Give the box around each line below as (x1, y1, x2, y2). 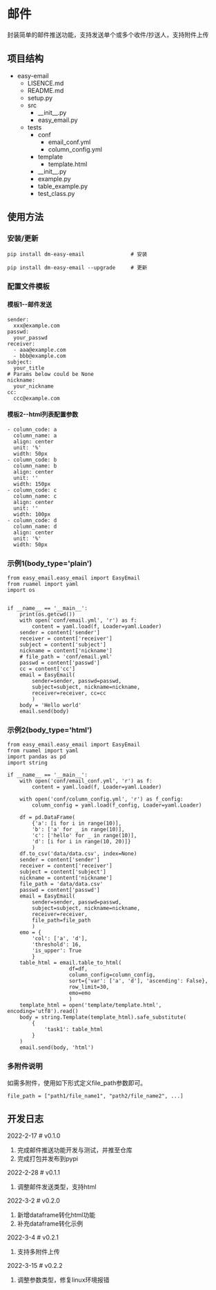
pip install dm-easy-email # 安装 (7, 251, 148, 258)
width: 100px (13, 510, 51, 518)
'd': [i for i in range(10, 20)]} (32, 839, 131, 845)
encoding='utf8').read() (7, 1008, 79, 1015)
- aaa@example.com (13, 346, 67, 353)
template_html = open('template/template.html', (19, 1002, 162, 1009)
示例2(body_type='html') (7, 725, 92, 735)
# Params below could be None (7, 370, 95, 377)
